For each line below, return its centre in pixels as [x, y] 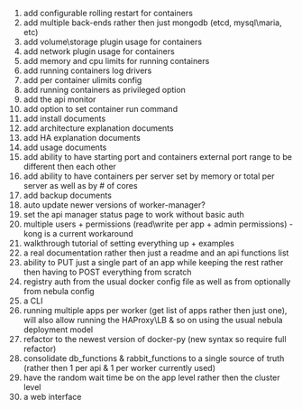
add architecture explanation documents [98, 128]
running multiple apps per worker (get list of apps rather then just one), [155, 310]
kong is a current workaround [78, 233]
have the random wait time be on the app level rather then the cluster [151, 377]
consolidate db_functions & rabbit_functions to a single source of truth [154, 358]
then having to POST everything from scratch [107, 272]
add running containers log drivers [87, 70]
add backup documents [67, 195]
